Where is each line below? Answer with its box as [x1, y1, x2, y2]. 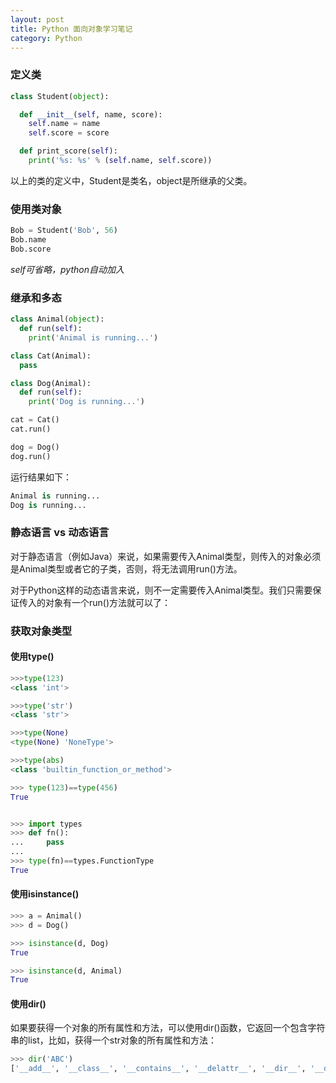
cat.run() [10, 424, 52, 435]
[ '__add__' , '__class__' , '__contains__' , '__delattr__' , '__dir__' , [10, 1064, 307, 1074]
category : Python [10, 33, 83, 43]
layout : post [10, 14, 65, 25]
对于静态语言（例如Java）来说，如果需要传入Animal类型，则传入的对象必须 [10, 550, 322, 562]
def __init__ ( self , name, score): [19, 109, 163, 120]
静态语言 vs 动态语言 [10, 526, 110, 540]
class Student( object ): [10, 91, 110, 101]
